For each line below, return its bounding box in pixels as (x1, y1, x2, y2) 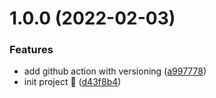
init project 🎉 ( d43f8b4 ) (23, 76, 122, 88)
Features (9, 43, 54, 57)
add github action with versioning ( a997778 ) (23, 65, 207, 77)
